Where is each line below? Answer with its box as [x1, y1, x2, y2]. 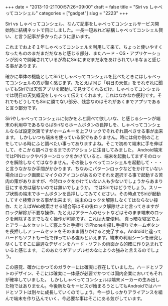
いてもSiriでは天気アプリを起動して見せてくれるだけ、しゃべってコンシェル [5, 86, 160, 92]
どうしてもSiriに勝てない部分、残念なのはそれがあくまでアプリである [18, 99, 161, 104]
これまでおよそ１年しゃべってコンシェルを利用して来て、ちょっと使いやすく [5, 44, 163, 50]
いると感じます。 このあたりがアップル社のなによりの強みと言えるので [5, 247, 151, 253]
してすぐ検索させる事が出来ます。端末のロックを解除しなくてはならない [5, 197, 154, 203]
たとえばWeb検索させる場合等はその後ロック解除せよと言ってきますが [14, 203, 159, 209]
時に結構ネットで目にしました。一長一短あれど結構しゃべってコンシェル [9, 27, 159, 33]
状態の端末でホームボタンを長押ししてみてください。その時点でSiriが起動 [9, 191, 161, 197]
